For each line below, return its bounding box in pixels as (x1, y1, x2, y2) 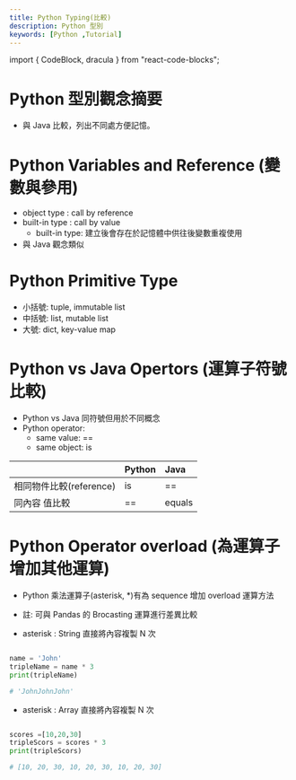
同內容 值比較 (13, 497, 71, 510)
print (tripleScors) (9, 747, 83, 756)
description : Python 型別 (9, 22, 103, 31)
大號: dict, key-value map (22, 324, 117, 335)
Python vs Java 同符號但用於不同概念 (22, 413, 161, 424)
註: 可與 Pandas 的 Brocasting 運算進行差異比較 (22, 609, 198, 620)
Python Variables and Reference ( (9, 154, 265, 175)
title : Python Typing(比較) (9, 13, 112, 22)
